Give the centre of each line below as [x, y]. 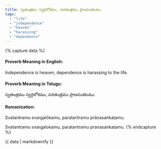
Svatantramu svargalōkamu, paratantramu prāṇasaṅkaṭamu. [65, 118]
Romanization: [20, 107]
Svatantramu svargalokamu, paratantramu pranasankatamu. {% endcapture [80, 127]
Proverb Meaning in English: [34, 62]
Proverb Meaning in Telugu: [33, 84]
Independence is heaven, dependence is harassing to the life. [67, 73]
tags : [10, 14]
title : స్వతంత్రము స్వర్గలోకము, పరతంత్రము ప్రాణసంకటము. [54, 9]
